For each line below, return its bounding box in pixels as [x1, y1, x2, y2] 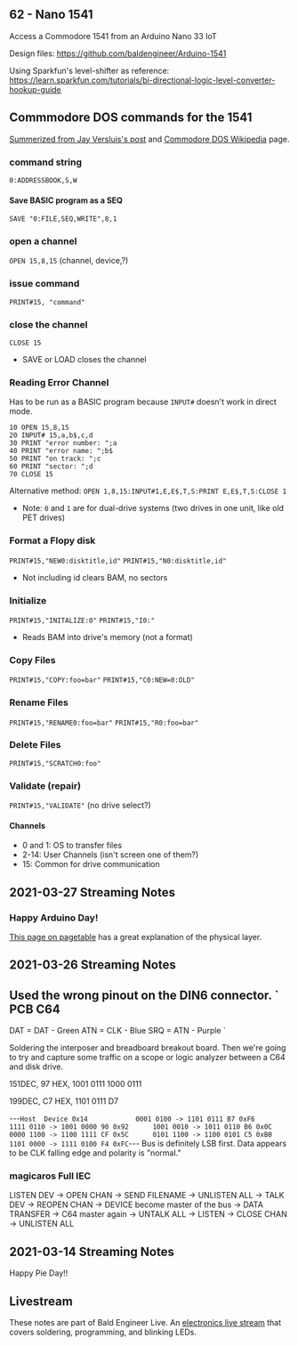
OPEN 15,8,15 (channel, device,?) [9, 255, 129, 266]
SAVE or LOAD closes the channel [21, 354, 147, 365]
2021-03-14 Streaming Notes [9, 1244, 175, 1259]
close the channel [9, 318, 88, 330]
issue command [9, 278, 80, 290]
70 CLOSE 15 [9, 470, 53, 479]
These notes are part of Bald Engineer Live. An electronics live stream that [9, 1318, 282, 1328]
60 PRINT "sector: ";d [9, 462, 93, 471]
